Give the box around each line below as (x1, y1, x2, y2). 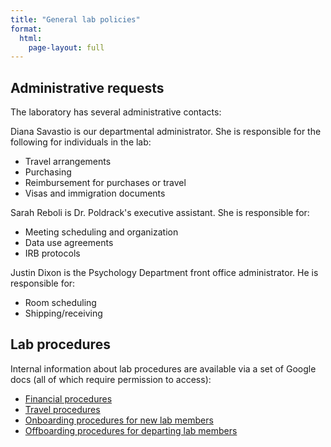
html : (19, 33, 43, 43)
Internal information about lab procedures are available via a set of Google (10, 362, 317, 375)
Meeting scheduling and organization (24, 226, 179, 238)
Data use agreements (24, 237, 114, 249)
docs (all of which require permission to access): (10, 373, 212, 385)
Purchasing (24, 166, 72, 178)
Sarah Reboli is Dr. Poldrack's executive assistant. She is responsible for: (10, 207, 310, 219)
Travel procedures (24, 403, 101, 415)
